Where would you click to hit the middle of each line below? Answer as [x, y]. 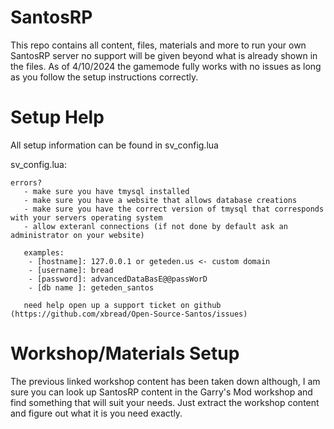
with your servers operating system [86, 217]
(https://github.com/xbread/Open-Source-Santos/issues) [129, 314]
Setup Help [57, 117]
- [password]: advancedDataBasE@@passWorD [118, 279]
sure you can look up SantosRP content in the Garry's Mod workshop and [161, 392]
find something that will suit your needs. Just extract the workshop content [165, 402]
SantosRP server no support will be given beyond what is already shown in [164, 55]
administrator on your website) [77, 235]
